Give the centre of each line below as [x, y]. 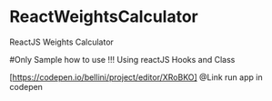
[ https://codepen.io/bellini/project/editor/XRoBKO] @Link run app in [136, 77]
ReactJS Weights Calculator [61, 42]
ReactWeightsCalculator [104, 17]
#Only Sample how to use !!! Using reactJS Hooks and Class [122, 59]
